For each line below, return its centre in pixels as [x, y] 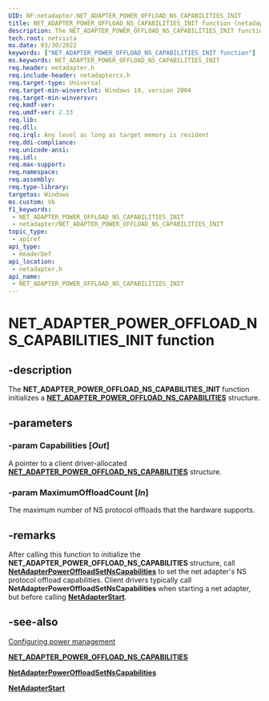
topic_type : [28, 232]
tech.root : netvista [43, 38]
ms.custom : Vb [32, 202]
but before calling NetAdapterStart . [68, 597]
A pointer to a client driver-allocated [68, 463]
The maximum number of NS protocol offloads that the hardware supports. [132, 510]
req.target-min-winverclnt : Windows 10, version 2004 [100, 90]
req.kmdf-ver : [32, 105]
